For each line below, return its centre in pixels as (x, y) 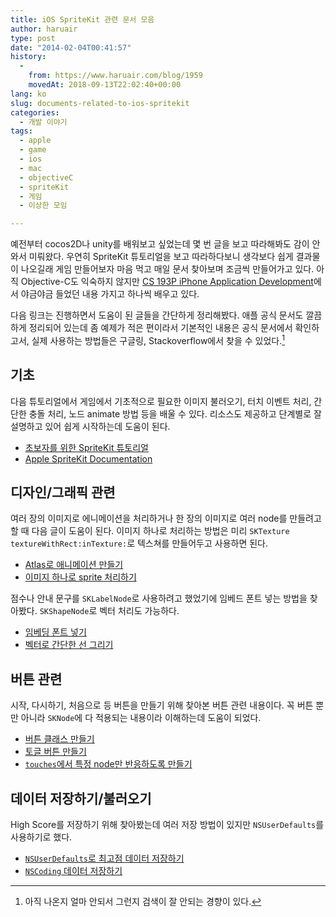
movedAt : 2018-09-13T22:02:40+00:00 (105, 85)
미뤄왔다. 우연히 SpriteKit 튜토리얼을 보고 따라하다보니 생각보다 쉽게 (161, 257)
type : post (33, 38)
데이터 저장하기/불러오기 (81, 798)
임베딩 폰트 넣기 (55, 632)
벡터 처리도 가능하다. (139, 611)
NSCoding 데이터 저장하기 (73, 871)
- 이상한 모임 (43, 206)
